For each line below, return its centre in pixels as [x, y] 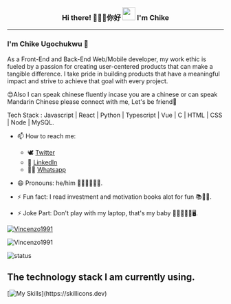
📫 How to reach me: [46, 136]
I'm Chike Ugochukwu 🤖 [48, 44]
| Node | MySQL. [31, 122]
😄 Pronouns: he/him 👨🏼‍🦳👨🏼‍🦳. [60, 183]
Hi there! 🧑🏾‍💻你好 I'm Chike [115, 17]
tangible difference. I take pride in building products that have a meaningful [113, 74]
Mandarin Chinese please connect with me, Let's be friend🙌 [92, 101]
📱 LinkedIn [42, 162]
